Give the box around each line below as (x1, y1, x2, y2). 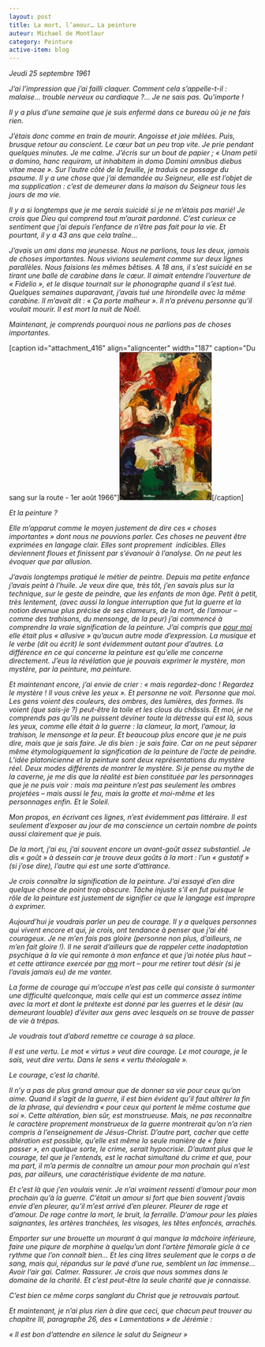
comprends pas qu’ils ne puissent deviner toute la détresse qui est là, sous (9, 713, 253, 723)
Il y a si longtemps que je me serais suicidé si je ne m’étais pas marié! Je (9, 205, 245, 215)
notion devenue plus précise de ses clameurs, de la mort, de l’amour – (9, 606, 237, 616)
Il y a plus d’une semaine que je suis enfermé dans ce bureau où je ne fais (9, 107, 251, 118)
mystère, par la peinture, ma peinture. (9, 664, 132, 674)
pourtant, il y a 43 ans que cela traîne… (9, 230, 138, 240)
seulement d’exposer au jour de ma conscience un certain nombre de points (9, 821, 257, 830)
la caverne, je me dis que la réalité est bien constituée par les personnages (9, 772, 254, 781)
